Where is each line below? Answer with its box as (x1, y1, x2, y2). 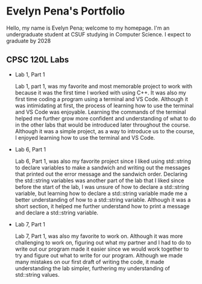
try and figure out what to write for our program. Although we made (14, 251, 183, 259)
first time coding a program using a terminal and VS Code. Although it (14, 95, 188, 102)
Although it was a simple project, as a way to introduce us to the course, (14, 127, 195, 134)
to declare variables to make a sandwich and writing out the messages (14, 163, 191, 171)
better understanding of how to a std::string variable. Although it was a (14, 196, 191, 203)
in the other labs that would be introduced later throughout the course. (14, 121, 191, 128)
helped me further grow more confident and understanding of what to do (14, 114, 197, 122)
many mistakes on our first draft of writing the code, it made (14, 258, 165, 265)
